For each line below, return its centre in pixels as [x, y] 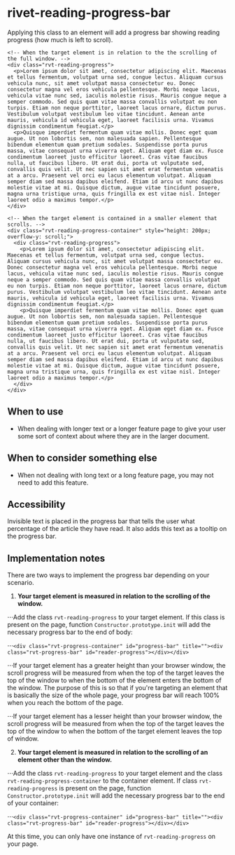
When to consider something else [82, 458]
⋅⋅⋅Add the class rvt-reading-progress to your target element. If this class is [116, 617]
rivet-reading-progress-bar [89, 13]
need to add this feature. [53, 483]
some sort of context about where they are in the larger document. [113, 436]
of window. [23, 739]
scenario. [21, 583]
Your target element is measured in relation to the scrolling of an [113, 753]
